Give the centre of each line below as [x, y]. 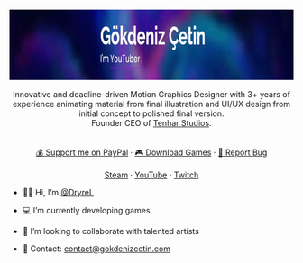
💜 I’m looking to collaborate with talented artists [111, 231]
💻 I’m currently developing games [86, 210]
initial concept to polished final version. [151, 113]
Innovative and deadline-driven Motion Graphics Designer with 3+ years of [151, 94]
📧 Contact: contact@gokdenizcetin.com [96, 249]
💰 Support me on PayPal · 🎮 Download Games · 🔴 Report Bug [151, 152]
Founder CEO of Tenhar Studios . [151, 123]
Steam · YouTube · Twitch [151, 175]
